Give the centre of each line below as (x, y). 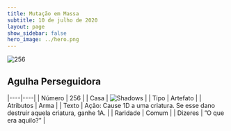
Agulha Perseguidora (54, 81)
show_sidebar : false (37, 33)
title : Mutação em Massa (43, 14)
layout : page (26, 26)
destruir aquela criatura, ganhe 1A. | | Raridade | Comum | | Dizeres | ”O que (116, 113)
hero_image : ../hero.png (43, 40)
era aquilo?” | (26, 120)
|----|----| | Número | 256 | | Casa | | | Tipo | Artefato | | (104, 98)
